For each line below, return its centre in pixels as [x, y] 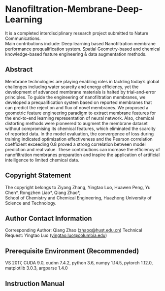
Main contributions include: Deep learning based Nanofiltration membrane [81, 43]
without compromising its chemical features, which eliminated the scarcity [81, 129]
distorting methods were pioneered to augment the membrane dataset [76, 123]
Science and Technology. [31, 203]
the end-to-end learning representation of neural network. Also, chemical [80, 118]
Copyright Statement [38, 176]
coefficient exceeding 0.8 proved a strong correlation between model [76, 144]
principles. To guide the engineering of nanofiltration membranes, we [75, 97]
